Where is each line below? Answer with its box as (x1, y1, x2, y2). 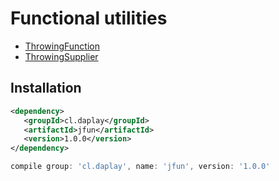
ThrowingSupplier (24, 50, 99, 62)
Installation (10, 80, 82, 97)
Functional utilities (10, 7, 168, 30)
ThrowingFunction (24, 40, 100, 52)
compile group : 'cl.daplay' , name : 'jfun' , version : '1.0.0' (10, 162, 271, 172)
